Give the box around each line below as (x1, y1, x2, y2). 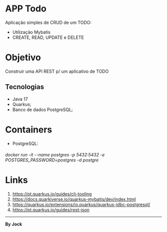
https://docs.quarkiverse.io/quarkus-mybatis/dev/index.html (12, 196, 136, 202)
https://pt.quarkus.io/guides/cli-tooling (12, 191, 92, 197)
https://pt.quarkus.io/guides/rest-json (12, 207, 90, 213)
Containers (5, 124, 52, 135)
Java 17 (12, 96, 28, 102)
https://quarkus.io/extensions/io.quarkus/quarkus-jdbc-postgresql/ (12, 202, 151, 208)
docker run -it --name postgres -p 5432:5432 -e (5, 152, 105, 158)
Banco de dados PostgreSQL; (12, 107, 73, 113)
